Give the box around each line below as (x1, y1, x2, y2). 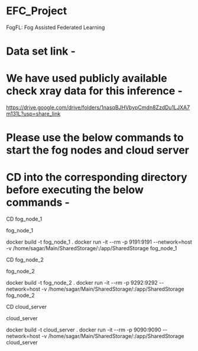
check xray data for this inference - (6, 84, 183, 98)
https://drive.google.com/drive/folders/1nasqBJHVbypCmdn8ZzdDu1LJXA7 (6, 104, 190, 111)
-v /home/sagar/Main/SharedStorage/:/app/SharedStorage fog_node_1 (6, 245, 177, 252)
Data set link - (6, 44, 76, 58)
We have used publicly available (6, 72, 167, 85)
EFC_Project (6, 4, 67, 18)
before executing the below (6, 183, 144, 197)
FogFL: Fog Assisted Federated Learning (6, 24, 105, 31)
